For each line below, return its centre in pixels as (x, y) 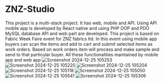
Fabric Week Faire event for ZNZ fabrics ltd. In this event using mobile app (81, 39)
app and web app (23, 60)
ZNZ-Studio (30, 9)
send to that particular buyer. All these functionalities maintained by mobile (82, 54)
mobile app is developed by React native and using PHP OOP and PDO (77, 28)
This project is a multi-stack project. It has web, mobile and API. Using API (81, 23)
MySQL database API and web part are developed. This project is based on (82, 33)
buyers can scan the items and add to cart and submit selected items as (79, 44)
